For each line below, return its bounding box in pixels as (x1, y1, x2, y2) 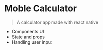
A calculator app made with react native (16, 19, 99, 25)
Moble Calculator (4, 3, 77, 14)
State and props (11, 34, 45, 40)
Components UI (11, 28, 44, 34)
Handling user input (11, 39, 52, 45)
